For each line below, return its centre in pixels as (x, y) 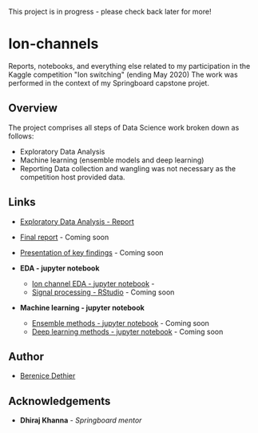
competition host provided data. (72, 177)
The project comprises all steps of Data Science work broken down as (124, 127)
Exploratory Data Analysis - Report (77, 221)
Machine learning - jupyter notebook (82, 307)
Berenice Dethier (48, 376)
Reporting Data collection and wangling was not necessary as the (128, 168)
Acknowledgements (60, 401)
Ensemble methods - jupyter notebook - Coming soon (121, 323)
